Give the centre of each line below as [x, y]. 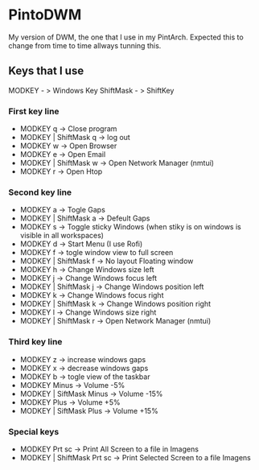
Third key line [35, 342]
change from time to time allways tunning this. [85, 45]
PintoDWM [45, 15]
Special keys [34, 431]
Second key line [40, 192]
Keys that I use [46, 71]
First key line [34, 111]
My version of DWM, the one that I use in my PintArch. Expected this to [126, 37]
